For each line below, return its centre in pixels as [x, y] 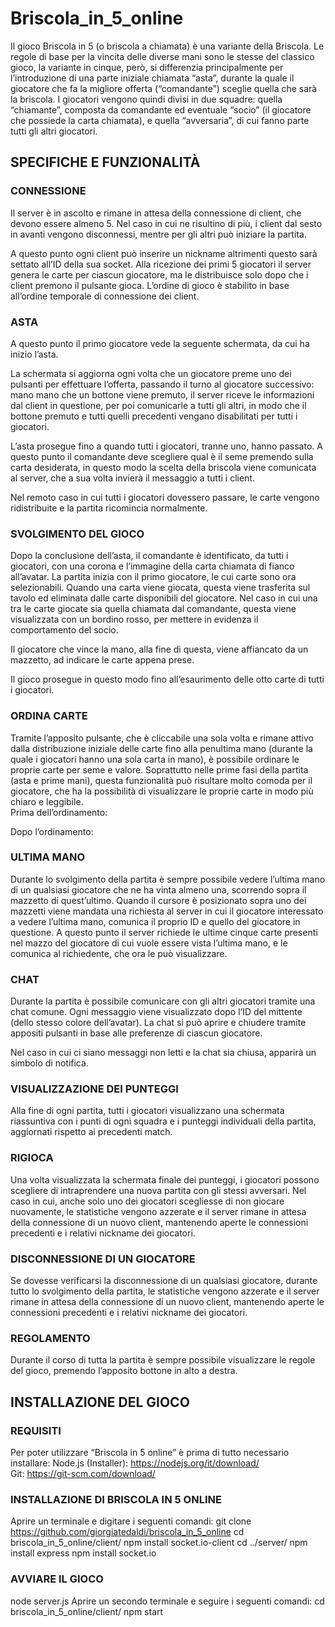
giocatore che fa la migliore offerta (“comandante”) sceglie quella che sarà [164, 88]
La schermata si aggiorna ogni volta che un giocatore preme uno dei [151, 373]
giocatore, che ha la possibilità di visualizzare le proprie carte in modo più [162, 791]
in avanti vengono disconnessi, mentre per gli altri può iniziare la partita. [158, 234]
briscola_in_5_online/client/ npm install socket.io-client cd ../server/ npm [159, 1543]
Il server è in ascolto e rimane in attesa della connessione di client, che [156, 213]
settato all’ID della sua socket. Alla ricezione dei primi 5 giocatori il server [161, 264]
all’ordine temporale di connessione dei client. [105, 296]
